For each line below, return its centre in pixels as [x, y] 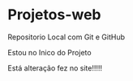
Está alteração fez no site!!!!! [55, 68]
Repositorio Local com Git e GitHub [66, 37]
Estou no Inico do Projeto [49, 52]
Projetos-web [54, 15]
